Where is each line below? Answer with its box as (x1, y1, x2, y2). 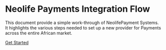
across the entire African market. (5, 30, 73, 36)
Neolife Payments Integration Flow (5, 3, 150, 15)
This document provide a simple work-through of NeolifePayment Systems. (5, 20, 159, 25)
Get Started (5, 39, 29, 45)
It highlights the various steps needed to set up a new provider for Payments (5, 25, 161, 30)
